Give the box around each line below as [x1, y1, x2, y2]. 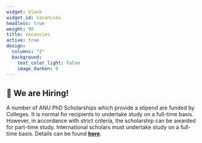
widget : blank [6, 9, 43, 15]
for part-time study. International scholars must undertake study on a [6, 124, 179, 131]
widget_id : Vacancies [6, 15, 61, 21]
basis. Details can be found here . [18, 130, 102, 138]
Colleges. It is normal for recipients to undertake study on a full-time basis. [6, 111, 194, 118]
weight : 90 [6, 26, 34, 32]
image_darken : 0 [17, 65, 59, 72]
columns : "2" [12, 49, 45, 55]
